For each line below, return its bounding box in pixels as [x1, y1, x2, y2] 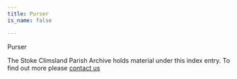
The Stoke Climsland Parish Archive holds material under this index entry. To [7, 56, 231, 64]
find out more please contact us [7, 63, 100, 72]
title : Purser [7, 10, 50, 18]
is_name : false [7, 17, 52, 24]
